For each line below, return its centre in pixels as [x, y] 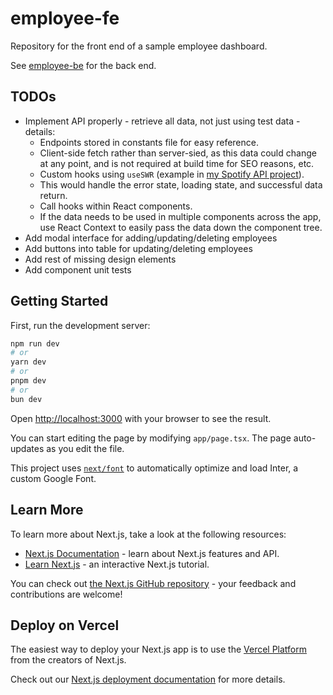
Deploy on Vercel [65, 625]
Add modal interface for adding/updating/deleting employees [151, 238]
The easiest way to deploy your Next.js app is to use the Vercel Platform [159, 649]
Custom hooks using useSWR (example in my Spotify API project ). [172, 174]
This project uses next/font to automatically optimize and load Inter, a [154, 468]
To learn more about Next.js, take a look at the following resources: [148, 534]
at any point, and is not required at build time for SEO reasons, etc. [177, 163]
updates [27, 448]
